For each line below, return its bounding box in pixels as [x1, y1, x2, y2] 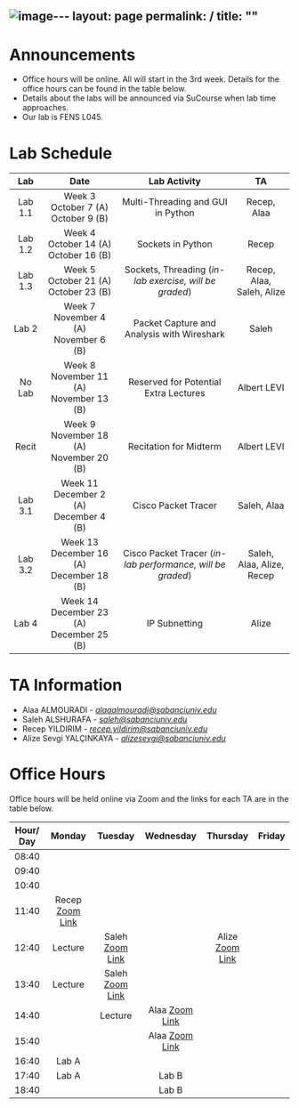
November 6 [53, 334, 107, 346]
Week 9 [63, 418, 96, 431]
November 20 [50, 451, 109, 464]
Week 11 [61, 477, 100, 489]
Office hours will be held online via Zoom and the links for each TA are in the [9, 794, 289, 805]
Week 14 [61, 595, 100, 608]
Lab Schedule [9, 143, 113, 163]
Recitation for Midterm [127, 441, 222, 453]
